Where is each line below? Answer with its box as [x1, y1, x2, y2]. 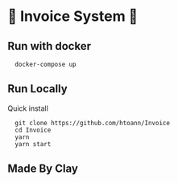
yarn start [14, 140, 52, 148]
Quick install [7, 104, 49, 113]
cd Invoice [14, 126, 52, 134]
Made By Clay [7, 162, 78, 176]
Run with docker [7, 39, 92, 53]
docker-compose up [14, 60, 77, 68]
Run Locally [7, 82, 68, 96]
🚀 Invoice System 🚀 [7, 7, 139, 26]
